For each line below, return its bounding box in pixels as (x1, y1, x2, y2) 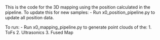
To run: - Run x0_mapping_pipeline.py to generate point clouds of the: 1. (5, 24, 152, 30)
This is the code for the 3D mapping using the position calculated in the (5, 4, 151, 10)
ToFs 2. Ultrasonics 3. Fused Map (5, 30, 74, 35)
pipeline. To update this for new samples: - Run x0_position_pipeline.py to (5, 9, 156, 15)
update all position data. (5, 15, 54, 20)
